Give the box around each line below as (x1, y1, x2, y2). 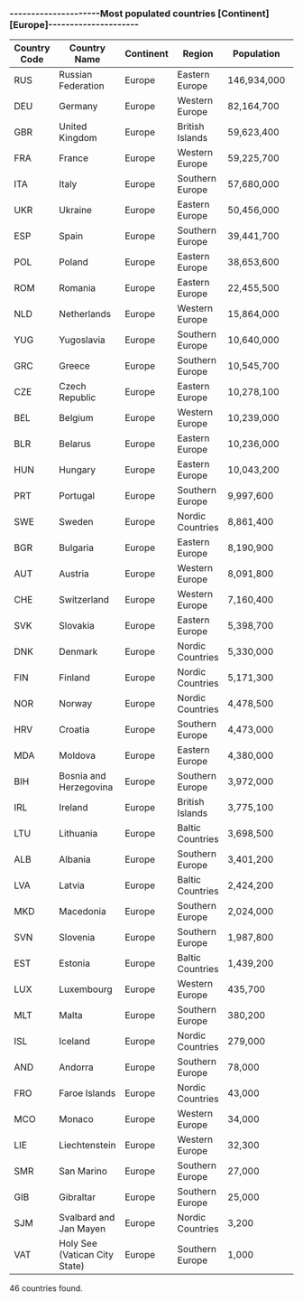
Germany (58, 100, 98, 113)
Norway (58, 697, 93, 710)
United (58, 120, 87, 133)
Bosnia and (58, 770, 106, 782)
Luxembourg (58, 983, 113, 996)
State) (58, 1259, 86, 1272)
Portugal (58, 490, 96, 502)
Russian (58, 69, 93, 81)
